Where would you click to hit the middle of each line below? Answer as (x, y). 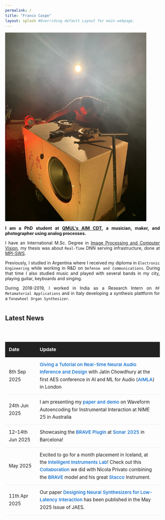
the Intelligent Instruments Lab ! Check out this (90, 462)
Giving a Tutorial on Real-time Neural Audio (88, 365)
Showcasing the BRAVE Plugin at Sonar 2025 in (92, 432)
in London (51, 387)
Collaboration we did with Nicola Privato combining (96, 470)
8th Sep (17, 372)
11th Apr (19, 496)
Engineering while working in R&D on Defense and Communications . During (82, 268)
